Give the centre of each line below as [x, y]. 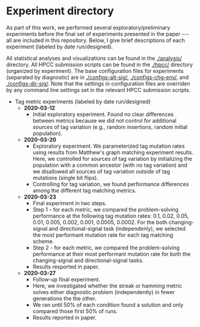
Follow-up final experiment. [66, 279]
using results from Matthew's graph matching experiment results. [113, 152]
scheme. [43, 241]
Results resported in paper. [66, 267]
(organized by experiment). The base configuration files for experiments [95, 71]
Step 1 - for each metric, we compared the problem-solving [106, 209]
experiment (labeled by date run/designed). [60, 47]
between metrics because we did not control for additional [104, 120]
